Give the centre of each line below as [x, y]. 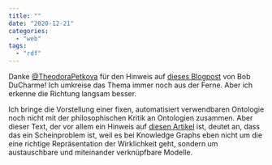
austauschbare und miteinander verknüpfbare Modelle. [101, 152]
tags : [17, 46]
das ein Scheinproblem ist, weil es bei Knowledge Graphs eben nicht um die [135, 135]
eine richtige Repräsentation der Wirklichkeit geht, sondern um [113, 144]
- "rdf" [29, 53]
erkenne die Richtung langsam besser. [72, 93]
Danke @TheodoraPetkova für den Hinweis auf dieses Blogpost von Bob [130, 76]
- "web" [29, 38]
